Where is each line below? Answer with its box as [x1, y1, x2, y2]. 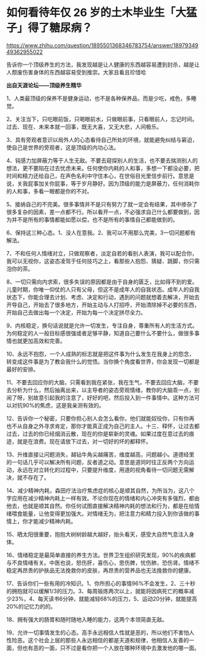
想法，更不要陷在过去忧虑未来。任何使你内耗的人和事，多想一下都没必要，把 [6, 164, 200, 172]
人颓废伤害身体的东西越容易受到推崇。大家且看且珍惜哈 [6, 68, 146, 76]
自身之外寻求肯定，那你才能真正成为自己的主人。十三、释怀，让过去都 [22, 422, 200, 430]
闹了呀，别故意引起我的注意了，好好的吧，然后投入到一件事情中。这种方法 [6, 394, 194, 401]
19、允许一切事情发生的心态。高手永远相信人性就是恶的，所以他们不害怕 [6, 629, 189, 636]
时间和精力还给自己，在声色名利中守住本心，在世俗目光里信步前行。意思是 [6, 172, 194, 179]
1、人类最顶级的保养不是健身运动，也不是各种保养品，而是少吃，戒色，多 [6, 95, 191, 102]
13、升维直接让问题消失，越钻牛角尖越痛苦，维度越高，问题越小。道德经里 [6, 451, 195, 458]
